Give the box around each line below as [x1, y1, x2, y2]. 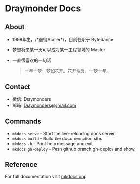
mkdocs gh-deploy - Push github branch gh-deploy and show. [12, 146, 136, 152]
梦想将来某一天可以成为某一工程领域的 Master [12, 47, 106, 52]
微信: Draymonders [12, 96, 51, 102]
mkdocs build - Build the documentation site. [12, 136, 103, 141]
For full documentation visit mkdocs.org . [5, 174, 87, 180]
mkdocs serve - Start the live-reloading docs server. [12, 130, 116, 136]
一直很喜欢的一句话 [12, 57, 52, 63]
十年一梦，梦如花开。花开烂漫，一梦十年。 [24, 68, 111, 74]
